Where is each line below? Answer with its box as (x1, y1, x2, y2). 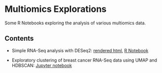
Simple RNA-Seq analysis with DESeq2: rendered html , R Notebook (11, 47, 149, 53)
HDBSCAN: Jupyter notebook (11, 62, 72, 68)
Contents (4, 34, 34, 43)
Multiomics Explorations (4, 3, 107, 15)
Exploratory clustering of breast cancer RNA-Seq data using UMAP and (11, 57, 158, 63)
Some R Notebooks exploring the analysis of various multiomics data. (4, 20, 146, 26)
